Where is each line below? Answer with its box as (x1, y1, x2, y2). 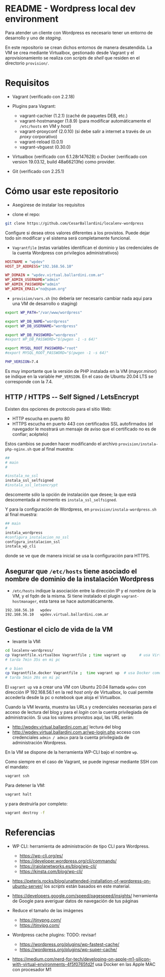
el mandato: (5, 764, 29, 770)
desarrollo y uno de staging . (5, 35, 62, 41)
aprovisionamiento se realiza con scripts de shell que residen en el (5, 55, 140, 61)
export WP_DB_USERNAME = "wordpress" (5, 323, 78, 329)
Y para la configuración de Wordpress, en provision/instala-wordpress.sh (5, 506, 157, 512)
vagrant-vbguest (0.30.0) (19, 144, 71, 150)
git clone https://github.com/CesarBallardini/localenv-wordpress (5, 221, 144, 226)
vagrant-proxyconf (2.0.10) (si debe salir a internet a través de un (19, 128, 151, 134)
